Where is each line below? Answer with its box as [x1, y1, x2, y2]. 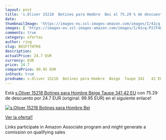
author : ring [5, 40, 32, 45]
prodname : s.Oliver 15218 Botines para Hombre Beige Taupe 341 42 [5, 76, 156, 81]
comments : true [5, 30, 37, 35]
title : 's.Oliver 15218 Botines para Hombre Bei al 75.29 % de [5, 12, 142, 17]
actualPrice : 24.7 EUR [5, 53, 52, 58]
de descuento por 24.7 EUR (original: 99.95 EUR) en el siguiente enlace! [5, 95, 152, 101]
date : [5, 16, 16, 21]
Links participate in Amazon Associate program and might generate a [5, 124, 146, 130]
